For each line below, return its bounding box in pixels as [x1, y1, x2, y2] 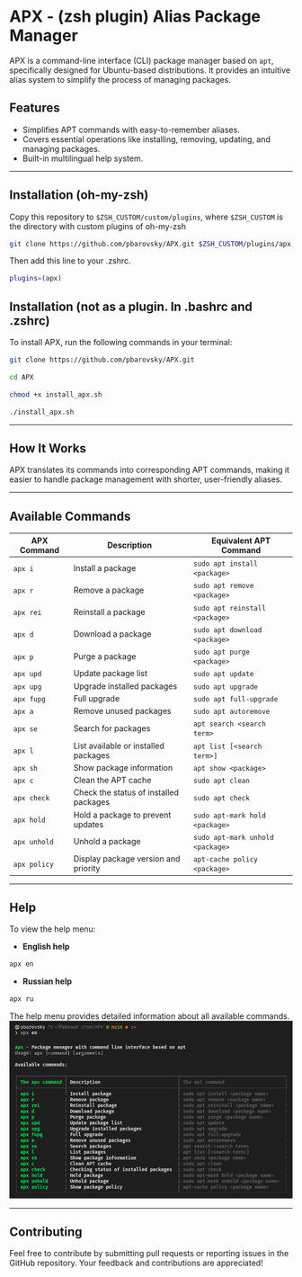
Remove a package [73, 585, 145, 595]
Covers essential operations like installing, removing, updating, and [22, 133, 271, 145]
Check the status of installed [73, 787, 180, 798]
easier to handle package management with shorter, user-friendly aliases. [9, 474, 283, 485]
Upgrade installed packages [73, 681, 178, 692]
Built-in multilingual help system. [22, 153, 144, 164]
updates [73, 818, 104, 829]
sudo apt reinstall [192, 603, 267, 612]
